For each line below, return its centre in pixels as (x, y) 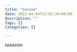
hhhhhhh (14, 45)
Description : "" (21, 18)
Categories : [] (20, 27)
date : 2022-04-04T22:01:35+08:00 (39, 14)
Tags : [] (14, 23)
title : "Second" (21, 9)
